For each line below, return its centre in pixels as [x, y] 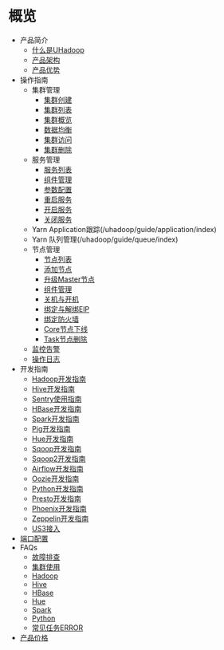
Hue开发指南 [53, 439]
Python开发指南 [57, 488]
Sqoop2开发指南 [59, 459]
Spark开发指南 [55, 419]
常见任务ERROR [57, 628]
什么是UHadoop [58, 49]
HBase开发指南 [57, 408]
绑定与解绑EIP [67, 309]
